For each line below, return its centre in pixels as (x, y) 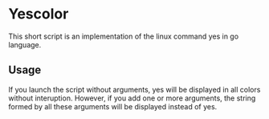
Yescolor (39, 14)
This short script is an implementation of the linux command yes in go (124, 36)
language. (25, 44)
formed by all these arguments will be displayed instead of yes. (113, 106)
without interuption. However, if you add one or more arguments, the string (132, 98)
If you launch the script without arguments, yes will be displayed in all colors (134, 89)
